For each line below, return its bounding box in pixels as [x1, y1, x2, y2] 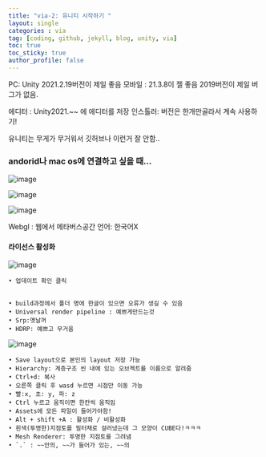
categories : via [8, 26, 66, 34]
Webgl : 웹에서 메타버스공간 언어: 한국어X [8, 222, 139, 232]
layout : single [8, 19, 59, 27]
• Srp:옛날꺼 [8, 317, 46, 325]
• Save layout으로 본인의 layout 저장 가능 [8, 356, 141, 365]
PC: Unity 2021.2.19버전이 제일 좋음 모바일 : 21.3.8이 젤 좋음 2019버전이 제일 [8, 79, 250, 89]
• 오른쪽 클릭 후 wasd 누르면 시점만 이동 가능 [8, 382, 143, 390]
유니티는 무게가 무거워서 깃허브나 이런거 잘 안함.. [8, 133, 160, 143]
